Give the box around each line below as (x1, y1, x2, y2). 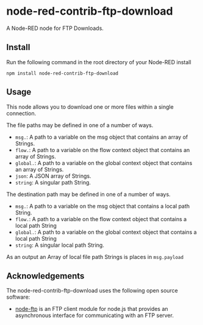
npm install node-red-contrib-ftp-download (6, 70, 119, 76)
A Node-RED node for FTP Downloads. (6, 24, 104, 32)
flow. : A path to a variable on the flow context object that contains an (15, 146, 190, 153)
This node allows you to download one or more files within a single (6, 103, 174, 111)
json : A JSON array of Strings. (15, 172, 91, 180)
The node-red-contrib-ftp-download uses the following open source (6, 287, 178, 294)
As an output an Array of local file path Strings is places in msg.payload (6, 253, 184, 260)
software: (6, 293, 30, 301)
